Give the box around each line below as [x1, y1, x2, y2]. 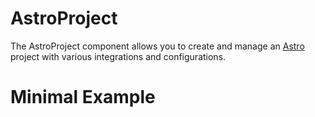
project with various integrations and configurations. [10, 50, 227, 62]
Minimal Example [10, 86, 156, 109]
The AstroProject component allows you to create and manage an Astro [10, 40, 305, 52]
